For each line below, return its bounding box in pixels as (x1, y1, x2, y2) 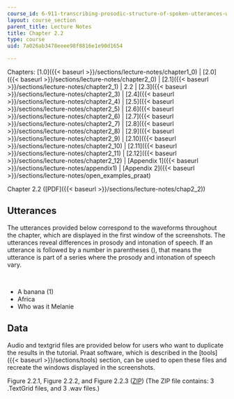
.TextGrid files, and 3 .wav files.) (7, 384, 100, 392)
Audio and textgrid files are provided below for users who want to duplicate (7, 341, 224, 349)
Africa (17, 295, 36, 303)
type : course (7, 36, 45, 43)
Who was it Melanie (17, 302, 75, 311)
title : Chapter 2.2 (7, 29, 64, 37)
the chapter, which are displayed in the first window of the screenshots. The (7, 230, 226, 239)
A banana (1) (17, 287, 54, 296)
